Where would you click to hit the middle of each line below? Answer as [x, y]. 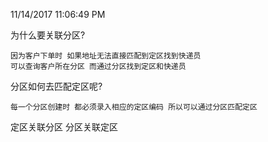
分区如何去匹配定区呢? [56, 86]
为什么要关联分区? [48, 35]
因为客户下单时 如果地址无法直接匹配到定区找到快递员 [106, 56]
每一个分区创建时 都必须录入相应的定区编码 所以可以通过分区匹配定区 [134, 107]
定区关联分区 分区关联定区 [64, 127]
